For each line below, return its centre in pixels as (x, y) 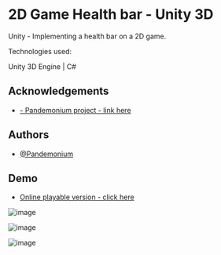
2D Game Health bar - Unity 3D (111, 15)
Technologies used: (40, 51)
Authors (29, 135)
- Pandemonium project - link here (75, 110)
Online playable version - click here (77, 197)
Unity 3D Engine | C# (42, 66)
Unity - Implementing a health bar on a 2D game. (87, 36)
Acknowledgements (59, 91)
